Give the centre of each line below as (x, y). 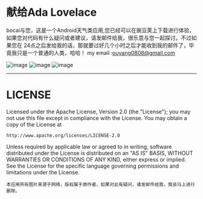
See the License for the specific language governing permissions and (93, 166)
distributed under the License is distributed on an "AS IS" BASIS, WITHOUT (100, 153)
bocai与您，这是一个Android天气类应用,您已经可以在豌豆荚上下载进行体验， (101, 30)
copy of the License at (34, 124)
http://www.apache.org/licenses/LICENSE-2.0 (63, 135)
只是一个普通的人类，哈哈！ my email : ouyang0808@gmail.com (96, 52)
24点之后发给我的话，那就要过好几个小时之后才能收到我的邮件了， (106, 45)
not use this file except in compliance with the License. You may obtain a (97, 118)
